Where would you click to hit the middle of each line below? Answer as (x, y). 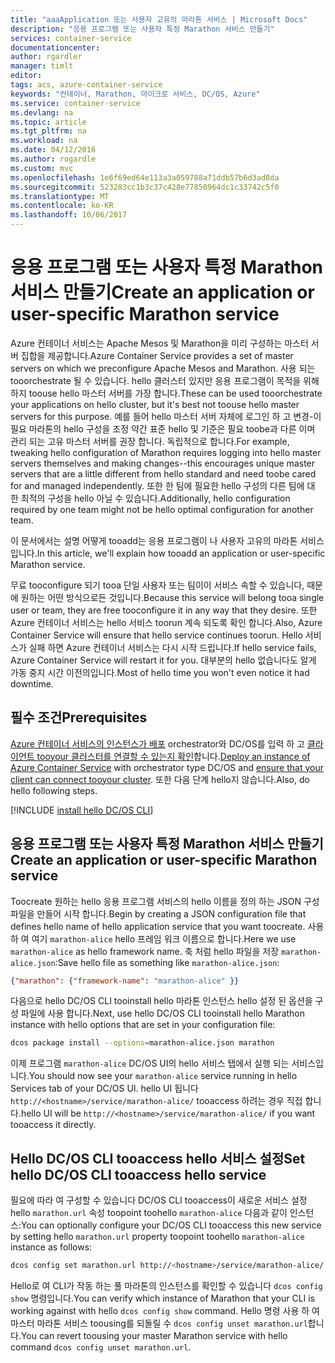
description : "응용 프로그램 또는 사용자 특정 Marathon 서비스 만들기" (142, 29)
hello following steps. (54, 790)
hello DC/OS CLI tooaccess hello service (138, 1174)
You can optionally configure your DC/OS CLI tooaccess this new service (171, 1225)
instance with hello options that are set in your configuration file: (143, 1025)
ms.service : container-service (75, 103)
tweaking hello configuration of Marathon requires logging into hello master (166, 452)
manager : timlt (42, 66)
